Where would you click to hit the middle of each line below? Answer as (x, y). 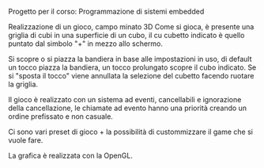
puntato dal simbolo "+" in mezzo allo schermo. (86, 44)
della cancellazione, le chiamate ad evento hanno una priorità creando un (128, 108)
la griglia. (23, 84)
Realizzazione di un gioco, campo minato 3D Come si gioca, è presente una (131, 27)
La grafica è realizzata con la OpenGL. (70, 155)
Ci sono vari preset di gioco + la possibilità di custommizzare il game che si (130, 132)
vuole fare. (26, 140)
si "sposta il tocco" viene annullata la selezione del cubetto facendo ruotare (131, 76)
